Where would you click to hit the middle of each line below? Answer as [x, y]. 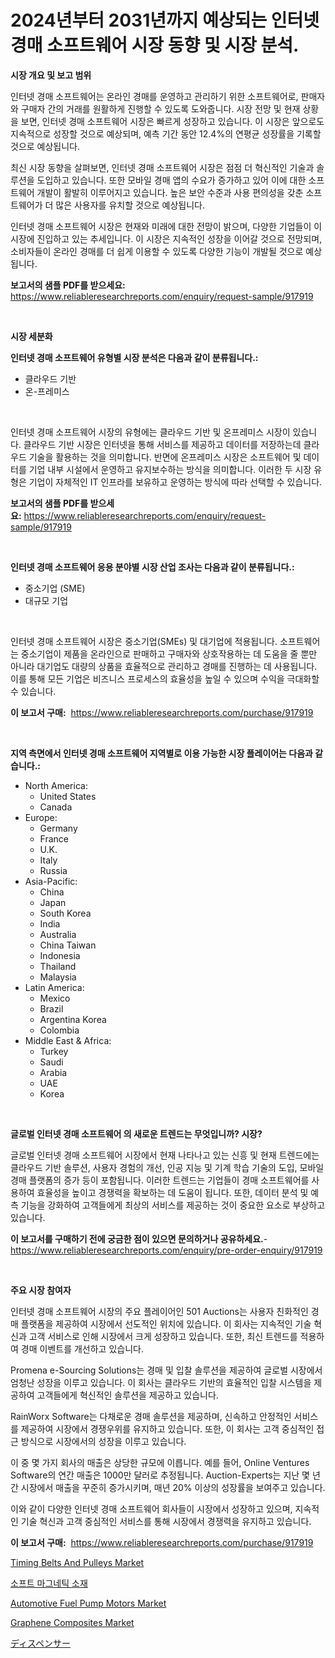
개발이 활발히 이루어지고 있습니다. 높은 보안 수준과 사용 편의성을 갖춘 [170, 192]
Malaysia [58, 977]
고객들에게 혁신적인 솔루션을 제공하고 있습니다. [127, 1395]
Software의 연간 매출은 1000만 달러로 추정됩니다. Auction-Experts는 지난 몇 [160, 1475]
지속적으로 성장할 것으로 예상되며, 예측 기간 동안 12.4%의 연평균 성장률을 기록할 [166, 133]
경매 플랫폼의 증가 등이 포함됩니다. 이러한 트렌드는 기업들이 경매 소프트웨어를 [160, 1180]
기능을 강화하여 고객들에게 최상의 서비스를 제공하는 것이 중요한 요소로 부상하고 [173, 1205]
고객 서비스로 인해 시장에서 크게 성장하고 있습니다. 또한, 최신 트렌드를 [163, 1336]
